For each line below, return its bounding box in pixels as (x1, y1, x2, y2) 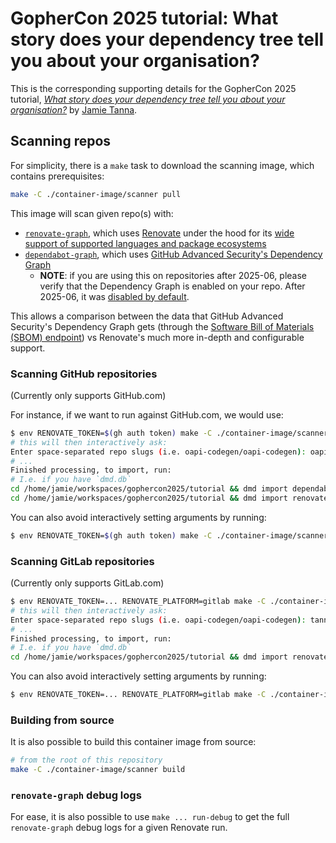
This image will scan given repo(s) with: (10, 207, 174, 219)
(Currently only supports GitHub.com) (10, 389, 167, 401)
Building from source (10, 713, 115, 727)
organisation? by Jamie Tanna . (10, 103, 138, 116)
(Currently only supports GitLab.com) (10, 577, 165, 589)
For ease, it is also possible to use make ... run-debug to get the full (10, 811, 290, 823)
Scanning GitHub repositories (10, 367, 158, 381)
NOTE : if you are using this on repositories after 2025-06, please (39, 269, 307, 281)
